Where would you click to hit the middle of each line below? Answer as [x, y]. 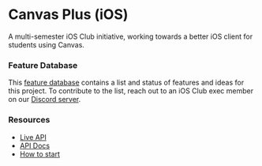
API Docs [34, 145]
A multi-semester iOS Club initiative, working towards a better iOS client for [131, 36]
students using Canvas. [47, 44]
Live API [33, 137]
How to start [40, 154]
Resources [29, 120]
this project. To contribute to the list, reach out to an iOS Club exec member [131, 91]
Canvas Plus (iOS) [68, 15]
